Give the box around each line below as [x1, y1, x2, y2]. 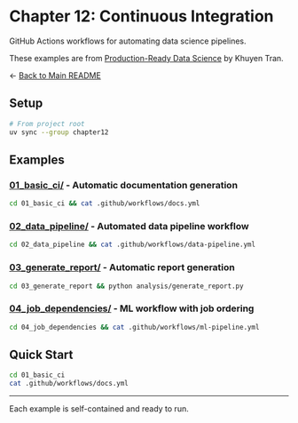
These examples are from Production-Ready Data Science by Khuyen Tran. [9, 52, 284, 63]
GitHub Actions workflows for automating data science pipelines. [9, 36, 247, 46]
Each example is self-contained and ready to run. [9, 403, 189, 414]
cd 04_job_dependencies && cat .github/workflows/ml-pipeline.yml [9, 323, 260, 331]
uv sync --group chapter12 [9, 127, 109, 137]
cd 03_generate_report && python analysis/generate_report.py [9, 282, 244, 291]
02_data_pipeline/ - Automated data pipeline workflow [9, 219, 250, 232]
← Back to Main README [9, 69, 102, 81]
